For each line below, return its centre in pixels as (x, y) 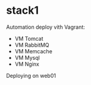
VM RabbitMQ (32, 45)
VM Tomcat (29, 38)
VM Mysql (27, 57)
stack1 (23, 10)
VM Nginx (27, 64)
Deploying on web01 (31, 75)
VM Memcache (33, 51)
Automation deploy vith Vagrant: (45, 27)
